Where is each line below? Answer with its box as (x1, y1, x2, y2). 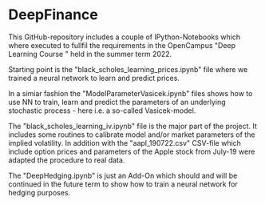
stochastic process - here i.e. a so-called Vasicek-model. (8, 106, 196, 115)
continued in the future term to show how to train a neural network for (8, 179, 238, 189)
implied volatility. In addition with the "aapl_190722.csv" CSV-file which (8, 138, 242, 147)
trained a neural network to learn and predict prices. (8, 73, 180, 82)
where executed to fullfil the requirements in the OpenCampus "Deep (8, 40, 236, 50)
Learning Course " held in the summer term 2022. (8, 49, 172, 58)
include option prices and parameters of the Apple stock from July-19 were (8, 147, 255, 156)
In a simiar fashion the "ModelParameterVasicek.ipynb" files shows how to (8, 88, 253, 98)
